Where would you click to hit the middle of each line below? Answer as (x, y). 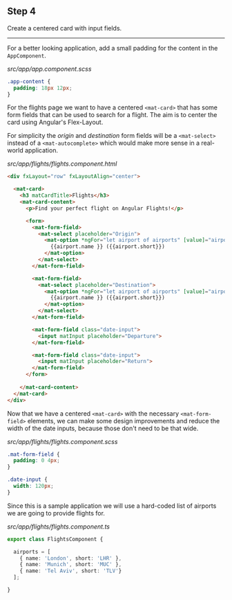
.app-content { (29, 81)
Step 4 (22, 11)
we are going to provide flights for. (56, 513)
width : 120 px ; (33, 486)
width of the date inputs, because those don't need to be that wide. (103, 428)
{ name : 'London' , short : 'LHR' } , (71, 558)
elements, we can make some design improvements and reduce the (124, 421)
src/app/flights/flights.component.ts (59, 527)
